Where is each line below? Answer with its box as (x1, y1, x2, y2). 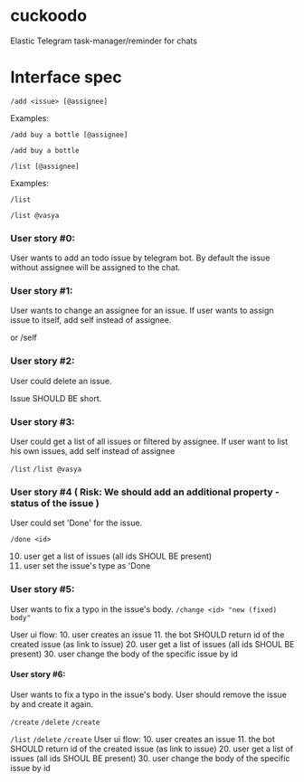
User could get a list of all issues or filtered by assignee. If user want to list (10, 436, 289, 448)
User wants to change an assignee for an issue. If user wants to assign (10, 305, 274, 316)
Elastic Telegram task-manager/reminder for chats (10, 35, 198, 46)
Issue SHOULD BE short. (10, 392, 102, 403)
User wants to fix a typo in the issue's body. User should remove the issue (10, 689, 288, 700)
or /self (10, 332, 37, 344)
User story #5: (10, 583, 75, 596)
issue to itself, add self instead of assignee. (10, 315, 172, 325)
